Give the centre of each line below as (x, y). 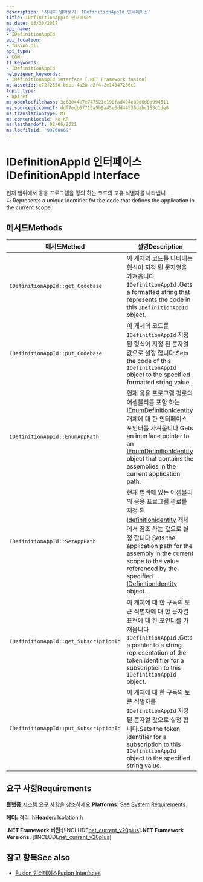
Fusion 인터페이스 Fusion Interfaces (58, 873)
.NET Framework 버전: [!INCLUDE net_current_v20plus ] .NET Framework (95, 830)
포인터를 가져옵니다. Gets (160, 428)
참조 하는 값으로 (161, 529)
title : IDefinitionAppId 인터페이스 (49, 18)
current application (153, 473)
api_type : (19, 52)
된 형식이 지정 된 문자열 (158, 344)
